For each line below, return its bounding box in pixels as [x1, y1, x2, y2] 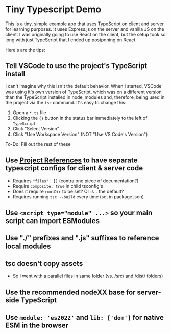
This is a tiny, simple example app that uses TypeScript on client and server [5, 20, 164, 27]
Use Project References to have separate [5, 156, 138, 165]
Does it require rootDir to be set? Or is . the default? [12, 188, 124, 194]
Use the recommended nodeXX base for [5, 287, 136, 296]
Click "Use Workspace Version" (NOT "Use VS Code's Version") [12, 131, 148, 137]
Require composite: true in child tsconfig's [12, 183, 103, 189]
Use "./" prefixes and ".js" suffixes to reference [5, 234, 159, 242]
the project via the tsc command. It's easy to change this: [5, 99, 127, 105]
